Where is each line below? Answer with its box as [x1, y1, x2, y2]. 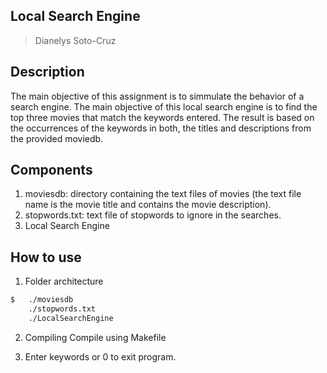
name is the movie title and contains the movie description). [24, 199, 272, 211]
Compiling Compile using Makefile [24, 331, 167, 343]
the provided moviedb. [10, 132, 104, 144]
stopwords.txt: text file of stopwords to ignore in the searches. [24, 209, 282, 221]
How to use [10, 249, 82, 266]
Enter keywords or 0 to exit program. [24, 350, 177, 363]
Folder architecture [24, 275, 104, 288]
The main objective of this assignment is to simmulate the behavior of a [10, 90, 305, 102]
